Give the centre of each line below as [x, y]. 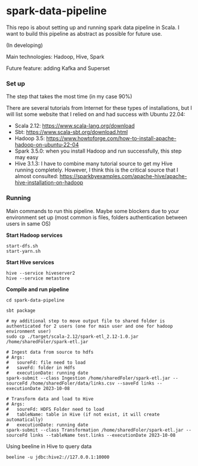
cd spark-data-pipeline [35, 300]
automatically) [25, 420]
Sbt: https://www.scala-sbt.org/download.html [71, 132]
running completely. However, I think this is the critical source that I [96, 170]
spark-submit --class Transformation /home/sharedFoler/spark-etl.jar [95, 430]
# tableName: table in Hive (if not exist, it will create [83, 414]
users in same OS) [29, 223]
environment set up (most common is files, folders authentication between [97, 217]
